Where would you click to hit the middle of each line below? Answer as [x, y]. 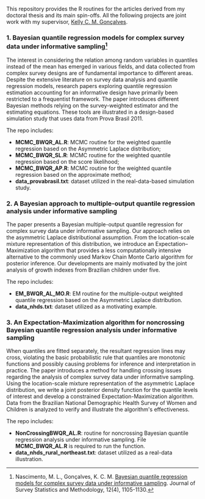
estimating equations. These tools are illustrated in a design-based [90, 112]
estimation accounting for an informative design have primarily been [92, 92]
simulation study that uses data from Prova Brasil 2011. [75, 118]
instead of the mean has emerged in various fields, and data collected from [101, 66]
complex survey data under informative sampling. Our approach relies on [98, 231]
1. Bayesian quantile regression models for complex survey [95, 37]
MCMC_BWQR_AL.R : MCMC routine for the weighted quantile [93, 142]
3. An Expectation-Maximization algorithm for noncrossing [95, 322]
